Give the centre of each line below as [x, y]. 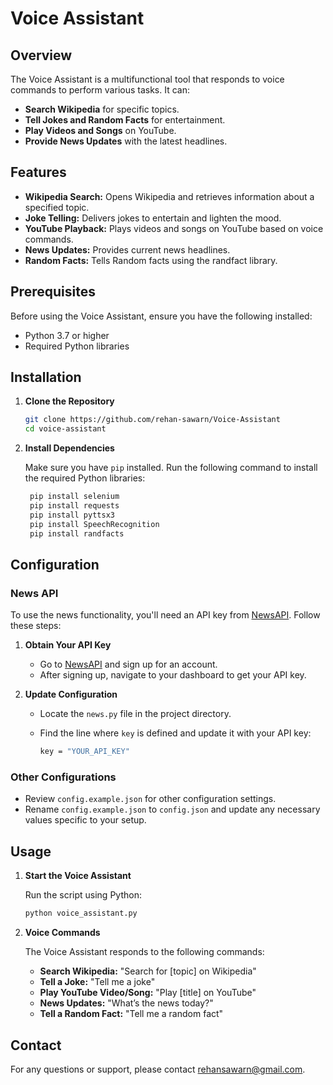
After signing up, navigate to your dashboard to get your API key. [173, 675]
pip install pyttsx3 [72, 515]
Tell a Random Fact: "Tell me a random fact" [131, 1014]
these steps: [36, 626]
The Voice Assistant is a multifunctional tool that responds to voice [147, 79]
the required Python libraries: [85, 478]
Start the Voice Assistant [78, 876]
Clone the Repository [69, 401]
